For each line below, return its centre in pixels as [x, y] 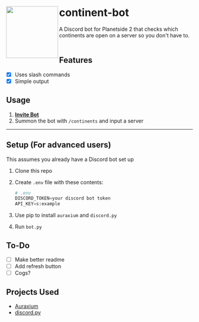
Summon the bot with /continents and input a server [79, 121]
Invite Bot [27, 114]
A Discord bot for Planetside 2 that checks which [119, 29]
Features [76, 60]
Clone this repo [33, 170]
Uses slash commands [42, 75]
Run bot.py [28, 227]
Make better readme [40, 259]
